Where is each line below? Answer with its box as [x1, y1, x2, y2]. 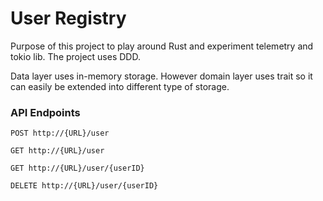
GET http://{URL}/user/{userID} [10, 163, 145, 174]
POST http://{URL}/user [10, 128, 110, 139]
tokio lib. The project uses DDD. [10, 50, 141, 62]
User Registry [10, 7, 127, 30]
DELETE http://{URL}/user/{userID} [10, 181, 159, 191]
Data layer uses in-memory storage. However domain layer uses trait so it [10, 70, 313, 82]
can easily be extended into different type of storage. [10, 80, 230, 92]
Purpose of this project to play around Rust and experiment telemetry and [10, 40, 314, 52]
